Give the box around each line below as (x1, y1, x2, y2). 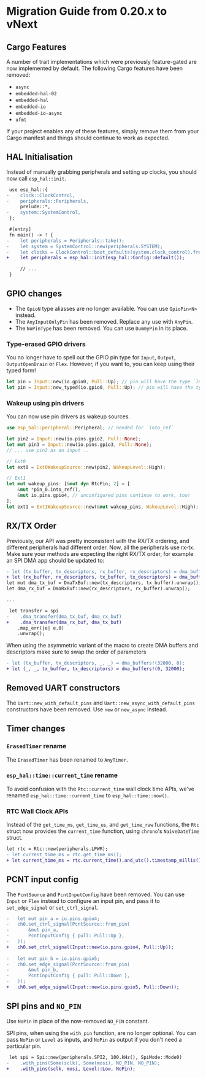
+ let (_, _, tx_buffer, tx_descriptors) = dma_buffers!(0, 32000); (6, 666, 185, 672)
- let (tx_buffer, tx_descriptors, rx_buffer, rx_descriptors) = (6, 568, 177, 575)
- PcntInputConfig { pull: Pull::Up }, (6, 932, 124, 939)
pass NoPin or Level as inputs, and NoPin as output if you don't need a (6, 1036, 182, 1043)
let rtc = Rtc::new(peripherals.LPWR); (6, 846, 109, 852)
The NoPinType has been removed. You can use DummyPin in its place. (15, 324, 188, 332)
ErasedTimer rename (6, 742, 67, 751)
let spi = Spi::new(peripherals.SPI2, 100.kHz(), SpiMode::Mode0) (9, 1054, 183, 1060)
